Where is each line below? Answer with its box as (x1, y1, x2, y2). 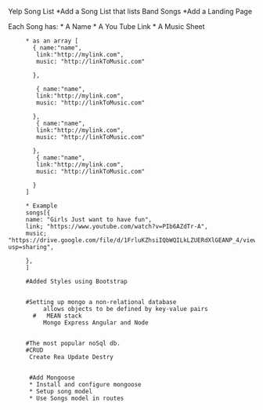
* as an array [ (25, 37, 79, 45)
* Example (25, 202, 58, 210)
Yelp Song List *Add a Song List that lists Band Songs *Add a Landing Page (8, 7, 253, 16)
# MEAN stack (32, 312, 82, 320)
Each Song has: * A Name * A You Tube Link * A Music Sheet (8, 22, 205, 31)
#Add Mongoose (28, 374, 76, 382)
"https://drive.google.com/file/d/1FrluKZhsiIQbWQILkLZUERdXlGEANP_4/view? (8, 236, 261, 244)
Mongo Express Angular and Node (42, 319, 149, 327)
